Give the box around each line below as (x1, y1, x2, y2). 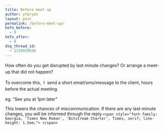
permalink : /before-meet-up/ (5, 21, 65, 26)
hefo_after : (5, 35, 29, 40)
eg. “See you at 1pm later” (5, 96, 58, 102)
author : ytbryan (5, 12, 38, 17)
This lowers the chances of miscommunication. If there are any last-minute (5, 105, 156, 111)
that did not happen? (11, 69, 53, 75)
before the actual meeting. (5, 86, 59, 92)
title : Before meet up (5, 7, 51, 12)
